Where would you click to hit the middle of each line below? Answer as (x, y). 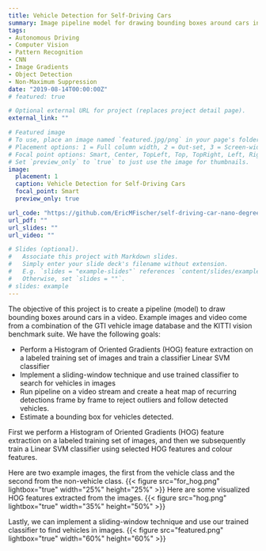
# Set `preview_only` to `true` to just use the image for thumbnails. (129, 162)
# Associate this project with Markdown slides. (93, 257)
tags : (17, 30)
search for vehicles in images (68, 383)
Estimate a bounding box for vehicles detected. (97, 416)
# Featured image (37, 133)
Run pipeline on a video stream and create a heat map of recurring (128, 391)
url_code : (25, 213)
